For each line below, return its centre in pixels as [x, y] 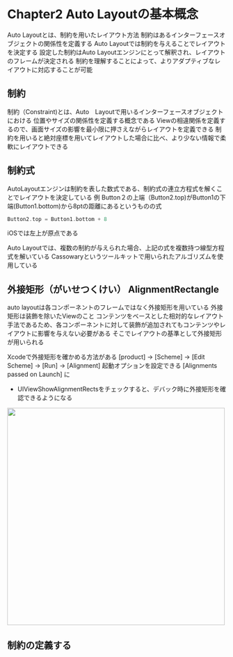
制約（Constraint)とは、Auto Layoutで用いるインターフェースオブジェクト [115, 111]
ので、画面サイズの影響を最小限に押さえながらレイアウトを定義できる [113, 129]
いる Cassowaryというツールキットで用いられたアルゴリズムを [127, 257]
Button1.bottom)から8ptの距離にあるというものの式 [89, 206]
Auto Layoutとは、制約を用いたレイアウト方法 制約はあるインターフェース [113, 35]
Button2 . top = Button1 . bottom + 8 [57, 219]
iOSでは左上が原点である [43, 233]
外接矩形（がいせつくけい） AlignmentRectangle [113, 289]
